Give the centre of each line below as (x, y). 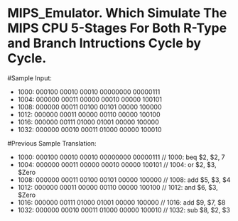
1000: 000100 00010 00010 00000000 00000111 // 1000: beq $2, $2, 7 (121, 157)
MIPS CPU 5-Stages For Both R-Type (117, 28)
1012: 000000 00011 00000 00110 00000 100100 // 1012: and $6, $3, (118, 187)
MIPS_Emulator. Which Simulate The (117, 13)
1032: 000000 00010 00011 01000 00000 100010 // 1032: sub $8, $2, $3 (124, 210)
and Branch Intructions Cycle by (104, 43)
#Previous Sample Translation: (52, 143)
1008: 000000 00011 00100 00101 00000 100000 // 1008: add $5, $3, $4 (124, 180)
